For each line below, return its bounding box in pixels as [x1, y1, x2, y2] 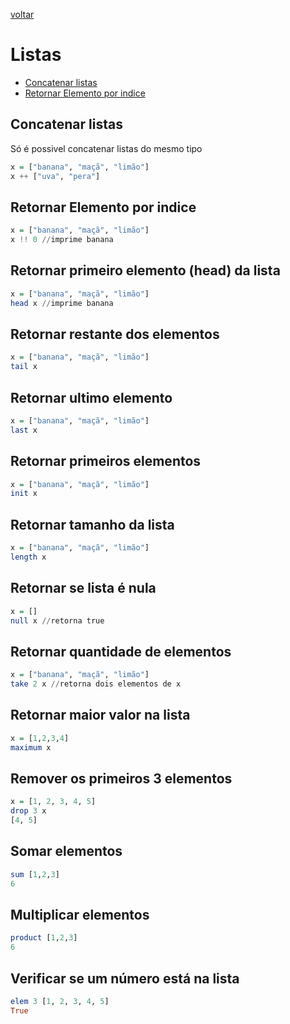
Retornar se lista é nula [10, 580, 157, 597]
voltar [10, 9, 35, 20]
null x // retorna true [10, 615, 105, 626]
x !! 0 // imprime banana [10, 235, 114, 245]
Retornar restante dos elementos [10, 326, 220, 343]
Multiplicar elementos [10, 906, 150, 923]
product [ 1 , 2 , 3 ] [10, 933, 78, 943]
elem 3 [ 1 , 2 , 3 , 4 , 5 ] [10, 996, 110, 1006]
